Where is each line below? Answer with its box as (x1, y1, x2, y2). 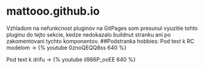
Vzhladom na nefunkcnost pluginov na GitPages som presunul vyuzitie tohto (6, 24, 198, 32)
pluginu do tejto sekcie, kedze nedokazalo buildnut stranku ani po (6, 31, 171, 38)
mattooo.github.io (6, 4, 100, 18)
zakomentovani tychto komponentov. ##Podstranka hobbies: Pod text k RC (6, 37, 195, 45)
